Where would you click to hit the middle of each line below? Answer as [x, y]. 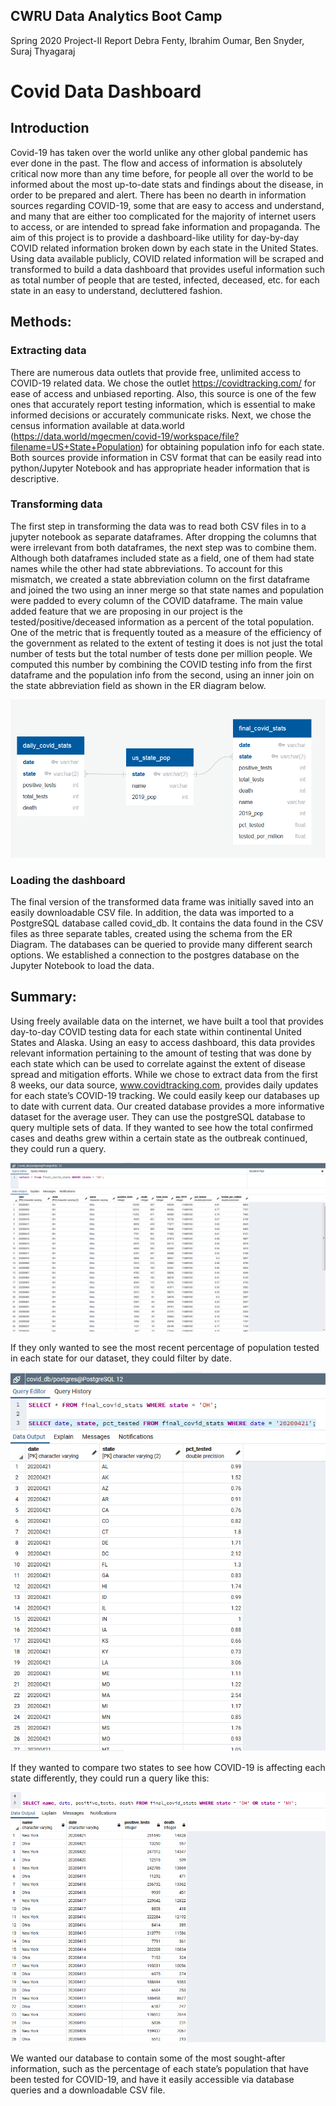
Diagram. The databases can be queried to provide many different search [161, 944]
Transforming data [56, 504]
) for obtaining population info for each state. [232, 446]
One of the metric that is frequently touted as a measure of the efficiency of [166, 632]
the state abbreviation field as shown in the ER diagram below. [138, 685]
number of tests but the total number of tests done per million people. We [161, 653]
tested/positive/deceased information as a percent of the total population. [162, 621]
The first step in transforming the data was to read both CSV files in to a [158, 526]
